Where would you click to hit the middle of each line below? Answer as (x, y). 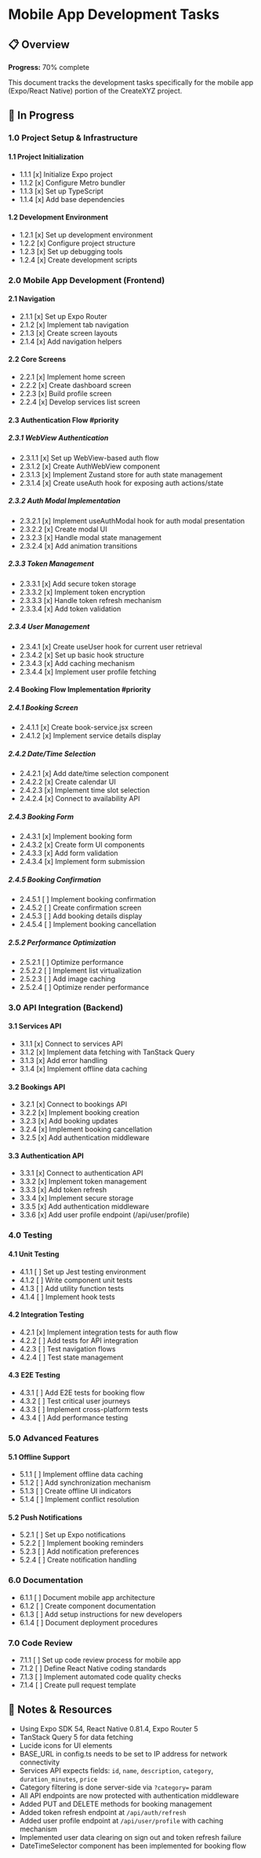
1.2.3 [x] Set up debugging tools (71, 251)
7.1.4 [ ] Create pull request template (78, 1685)
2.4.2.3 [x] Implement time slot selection (85, 790)
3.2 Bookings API (37, 1087)
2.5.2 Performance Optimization (62, 942)
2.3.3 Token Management (51, 564)
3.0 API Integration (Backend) (66, 1007)
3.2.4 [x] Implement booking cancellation (86, 1129)
